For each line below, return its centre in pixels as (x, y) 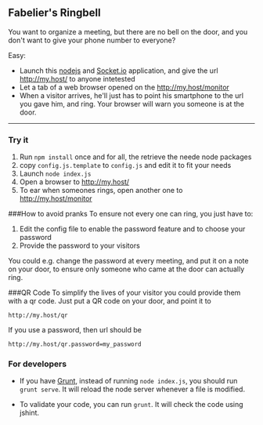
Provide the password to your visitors (80, 245)
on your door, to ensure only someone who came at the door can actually (126, 269)
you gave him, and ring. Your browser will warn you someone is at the (132, 104)
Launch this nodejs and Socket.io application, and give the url (119, 71)
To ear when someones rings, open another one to (101, 191)
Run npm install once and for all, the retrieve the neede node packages (135, 157)
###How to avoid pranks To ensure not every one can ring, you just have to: (131, 214)
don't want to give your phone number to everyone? (92, 40)
